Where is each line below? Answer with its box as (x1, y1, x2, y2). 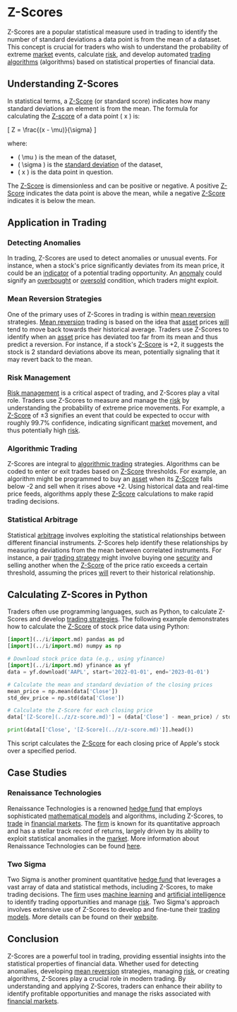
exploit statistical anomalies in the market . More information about (7, 834, 200, 843)
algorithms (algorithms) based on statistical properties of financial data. (7, 57, 215, 66)
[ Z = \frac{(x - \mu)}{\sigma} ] (7, 125, 97, 134)
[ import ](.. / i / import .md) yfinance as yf (7, 662, 131, 669)
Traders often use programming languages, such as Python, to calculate (7, 607, 217, 616)
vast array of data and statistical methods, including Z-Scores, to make (7, 883, 213, 891)
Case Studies (7, 767, 67, 779)
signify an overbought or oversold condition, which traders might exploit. (7, 276, 219, 285)
